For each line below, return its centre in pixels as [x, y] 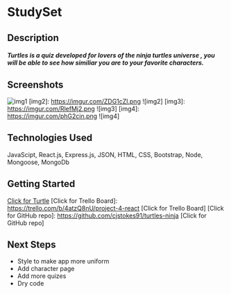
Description [33, 38]
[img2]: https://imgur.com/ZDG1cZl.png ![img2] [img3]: [107, 101]
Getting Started [41, 184]
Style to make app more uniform [63, 261]
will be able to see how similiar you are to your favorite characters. [106, 63]
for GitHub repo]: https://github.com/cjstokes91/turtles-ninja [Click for [107, 215]
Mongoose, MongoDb [38, 162]
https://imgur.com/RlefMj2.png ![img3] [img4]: [74, 108]
